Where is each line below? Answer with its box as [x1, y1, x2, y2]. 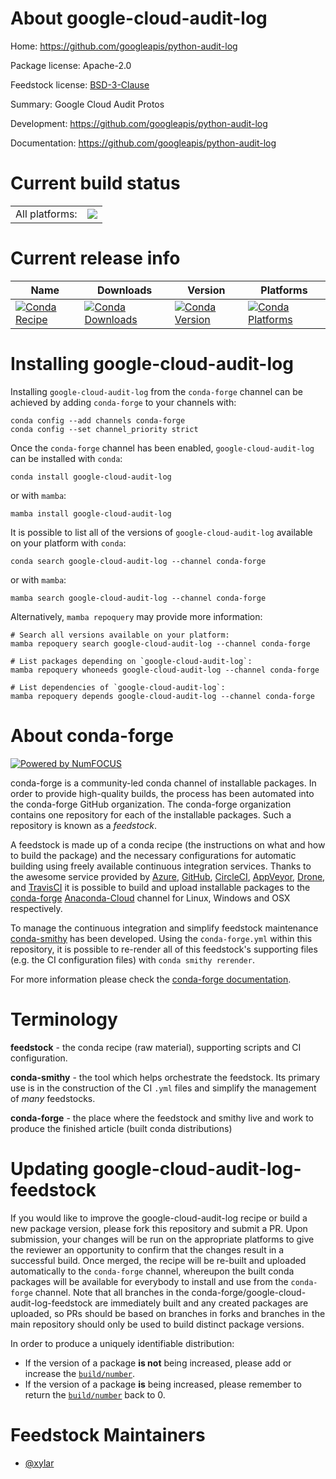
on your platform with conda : [10, 537, 127, 549]
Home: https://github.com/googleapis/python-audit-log [10, 40, 238, 52]
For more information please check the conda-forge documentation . [10, 973, 292, 985]
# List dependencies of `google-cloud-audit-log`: [10, 682, 226, 692]
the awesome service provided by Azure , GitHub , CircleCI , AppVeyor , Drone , [10, 870, 326, 882]
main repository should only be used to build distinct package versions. [10, 1318, 305, 1330]
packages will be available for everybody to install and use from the [10, 1275, 289, 1287]
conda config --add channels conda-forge [10, 415, 186, 426]
